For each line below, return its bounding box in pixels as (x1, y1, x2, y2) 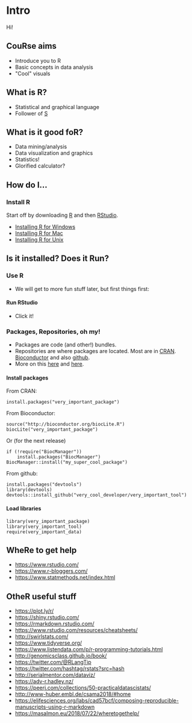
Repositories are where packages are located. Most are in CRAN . (14, 348, 176, 355)
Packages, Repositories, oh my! (6, 327, 101, 336)
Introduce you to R (14, 57, 61, 64)
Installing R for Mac (14, 230, 63, 237)
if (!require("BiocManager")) (6, 449, 82, 455)
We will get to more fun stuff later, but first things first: (14, 285, 149, 292)
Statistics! (14, 156, 40, 163)
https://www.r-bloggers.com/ (14, 568, 88, 575)
